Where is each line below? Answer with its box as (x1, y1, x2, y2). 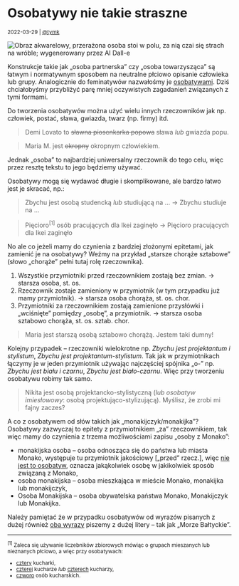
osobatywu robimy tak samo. (7, 374, 92, 382)
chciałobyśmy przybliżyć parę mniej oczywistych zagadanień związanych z (7, 85, 229, 93)
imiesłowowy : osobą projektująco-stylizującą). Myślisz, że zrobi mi (24, 395, 221, 404)
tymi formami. (7, 93, 48, 101)
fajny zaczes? (24, 403, 65, 412)
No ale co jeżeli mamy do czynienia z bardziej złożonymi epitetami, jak (7, 242, 213, 251)
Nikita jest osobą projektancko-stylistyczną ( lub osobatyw (24, 388, 196, 397)
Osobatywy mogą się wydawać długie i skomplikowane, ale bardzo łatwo (7, 177, 222, 185)
